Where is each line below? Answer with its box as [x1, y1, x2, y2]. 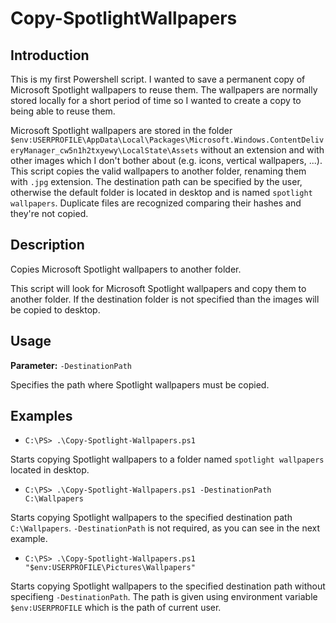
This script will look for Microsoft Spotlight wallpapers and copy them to [10, 282, 307, 294]
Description [10, 237, 85, 254]
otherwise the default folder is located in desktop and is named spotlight [10, 187, 313, 198]
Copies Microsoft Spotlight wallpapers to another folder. [10, 263, 242, 275]
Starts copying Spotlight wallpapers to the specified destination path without [10, 580, 326, 592]
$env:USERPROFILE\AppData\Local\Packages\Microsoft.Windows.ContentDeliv [10, 135, 325, 145]
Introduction [10, 47, 90, 64]
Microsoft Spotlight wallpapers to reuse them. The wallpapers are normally [10, 84, 318, 96]
